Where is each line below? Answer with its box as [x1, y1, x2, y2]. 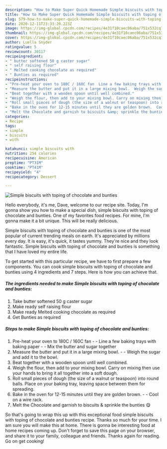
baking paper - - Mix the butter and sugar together [12, 344, 117, 350]
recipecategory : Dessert [5, 174, 57, 179]
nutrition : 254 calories [5, 151, 57, 156]
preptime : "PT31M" [5, 160, 43, 165]
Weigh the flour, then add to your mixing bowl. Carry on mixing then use [12, 365, 160, 371]
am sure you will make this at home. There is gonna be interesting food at [5, 423, 156, 429]
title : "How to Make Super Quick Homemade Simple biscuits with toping [5, 12, 157, 17]
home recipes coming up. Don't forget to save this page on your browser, [5, 428, 155, 434]
